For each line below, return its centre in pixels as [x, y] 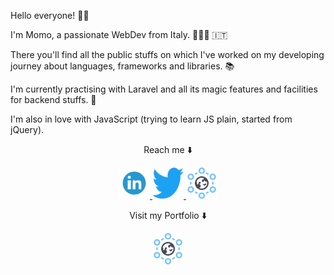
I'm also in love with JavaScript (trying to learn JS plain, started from [151, 119]
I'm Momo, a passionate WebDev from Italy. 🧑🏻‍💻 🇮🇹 [119, 34]
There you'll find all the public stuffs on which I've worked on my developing [167, 54]
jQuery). [27, 129]
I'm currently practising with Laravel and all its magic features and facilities [164, 89]
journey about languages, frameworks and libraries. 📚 [122, 66]
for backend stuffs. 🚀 [53, 99]
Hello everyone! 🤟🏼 [50, 15]
